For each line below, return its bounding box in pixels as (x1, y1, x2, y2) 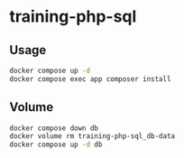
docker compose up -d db (9, 140, 103, 150)
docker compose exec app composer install (9, 74, 171, 83)
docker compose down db (9, 124, 99, 133)
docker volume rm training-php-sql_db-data (9, 132, 176, 141)
